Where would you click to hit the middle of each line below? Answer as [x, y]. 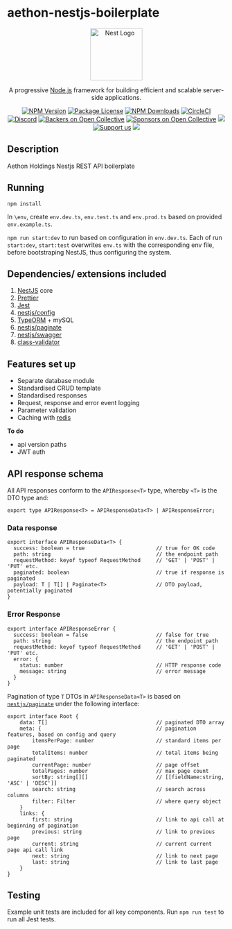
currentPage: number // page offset [116, 765]
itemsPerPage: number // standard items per [127, 740]
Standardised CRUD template [59, 388]
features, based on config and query [62, 734]
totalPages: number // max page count [121, 771]
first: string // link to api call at [128, 819]
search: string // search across [119, 789]
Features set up [42, 364]
